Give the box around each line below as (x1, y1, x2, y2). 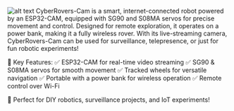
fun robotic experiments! (7, 45, 79, 52)
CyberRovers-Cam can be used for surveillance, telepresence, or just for (7, 37, 218, 45)
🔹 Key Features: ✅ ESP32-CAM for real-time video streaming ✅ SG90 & (7, 58, 215, 66)
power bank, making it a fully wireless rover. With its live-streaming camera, (7, 29, 228, 37)
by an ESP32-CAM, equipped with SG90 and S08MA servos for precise (7, 14, 215, 23)
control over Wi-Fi (7, 82, 60, 90)
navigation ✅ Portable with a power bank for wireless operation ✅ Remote (7, 74, 222, 82)
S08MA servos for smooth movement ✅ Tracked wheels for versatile (7, 66, 207, 74)
